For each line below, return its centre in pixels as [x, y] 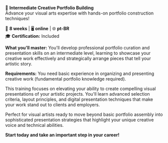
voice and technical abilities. [35, 125]
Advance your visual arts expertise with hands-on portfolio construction [79, 13]
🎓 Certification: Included [32, 36]
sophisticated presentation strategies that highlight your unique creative [79, 120]
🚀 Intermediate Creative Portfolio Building [49, 8]
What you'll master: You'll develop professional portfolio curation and [77, 48]
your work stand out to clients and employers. [53, 105]
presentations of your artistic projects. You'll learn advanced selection [78, 94]
